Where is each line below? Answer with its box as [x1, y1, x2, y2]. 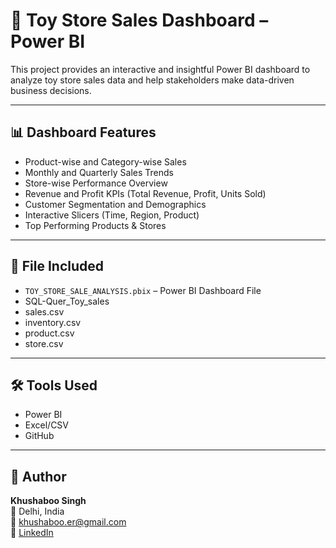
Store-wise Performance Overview [24, 177, 168, 189]
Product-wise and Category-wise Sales [24, 155, 187, 168]
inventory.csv [24, 316, 82, 328]
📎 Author [10, 468, 67, 485]
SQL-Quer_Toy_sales [24, 295, 110, 307]
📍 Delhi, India [10, 505, 65, 518]
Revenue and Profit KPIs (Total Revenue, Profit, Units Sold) [24, 187, 267, 199]
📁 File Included [10, 258, 105, 275]
